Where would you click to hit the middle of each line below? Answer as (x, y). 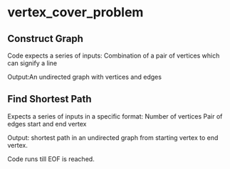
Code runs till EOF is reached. (51, 159)
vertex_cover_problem (75, 12)
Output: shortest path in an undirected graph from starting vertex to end (113, 137)
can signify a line (32, 63)
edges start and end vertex (47, 124)
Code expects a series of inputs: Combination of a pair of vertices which (114, 55)
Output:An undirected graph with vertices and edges (85, 77)
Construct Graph (46, 39)
